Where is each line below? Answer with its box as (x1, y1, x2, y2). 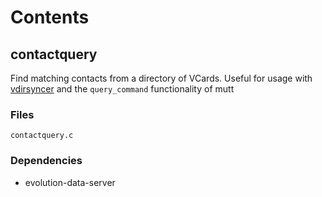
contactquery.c (10, 131, 74, 141)
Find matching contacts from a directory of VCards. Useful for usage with (10, 72, 313, 84)
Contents (10, 6, 90, 29)
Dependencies (10, 154, 83, 168)
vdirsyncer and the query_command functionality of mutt (10, 83, 235, 95)
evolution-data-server (24, 176, 116, 188)
